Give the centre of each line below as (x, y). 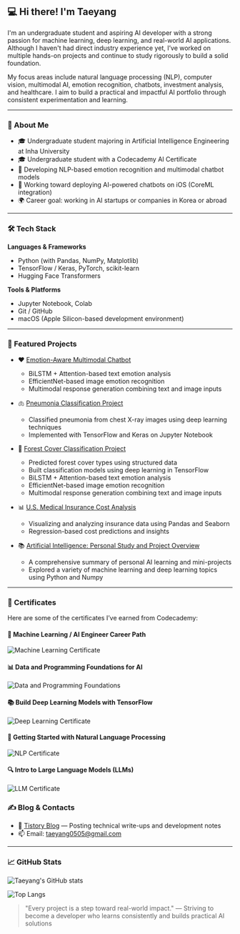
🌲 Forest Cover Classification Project (72, 448)
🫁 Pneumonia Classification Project (70, 403)
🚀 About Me (28, 125)
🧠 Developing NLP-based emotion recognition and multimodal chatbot (121, 169)
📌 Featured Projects (42, 344)
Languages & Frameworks (47, 247)
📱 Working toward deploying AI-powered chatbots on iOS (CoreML (116, 185)
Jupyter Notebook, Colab (55, 304)
